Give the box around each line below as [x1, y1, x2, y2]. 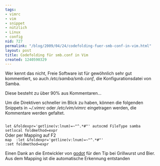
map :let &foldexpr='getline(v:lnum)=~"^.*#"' [5, 138, 104, 143]
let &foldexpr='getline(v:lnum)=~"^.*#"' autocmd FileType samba [5, 124, 140, 129]
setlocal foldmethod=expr [5, 128, 58, 133]
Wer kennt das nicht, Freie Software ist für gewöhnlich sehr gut [5, 70, 132, 76]
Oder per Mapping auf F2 [5, 132, 56, 138]
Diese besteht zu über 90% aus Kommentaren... [5, 90, 101, 96]
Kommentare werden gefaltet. [5, 110, 65, 116]
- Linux [5, 30, 21, 35]
